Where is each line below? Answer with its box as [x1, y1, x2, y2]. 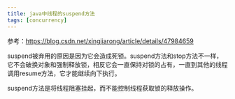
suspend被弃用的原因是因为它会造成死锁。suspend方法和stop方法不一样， [7, 52, 223, 60]
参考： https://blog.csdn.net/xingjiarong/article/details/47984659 [7, 36, 194, 45]
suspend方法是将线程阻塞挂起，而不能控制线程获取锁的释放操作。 [7, 84, 198, 92]
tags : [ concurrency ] [7, 17, 68, 24]
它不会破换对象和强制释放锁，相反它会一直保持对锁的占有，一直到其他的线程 [7, 60, 228, 68]
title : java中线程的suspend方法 [7, 10, 96, 17]
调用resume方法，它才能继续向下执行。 [7, 69, 121, 77]
